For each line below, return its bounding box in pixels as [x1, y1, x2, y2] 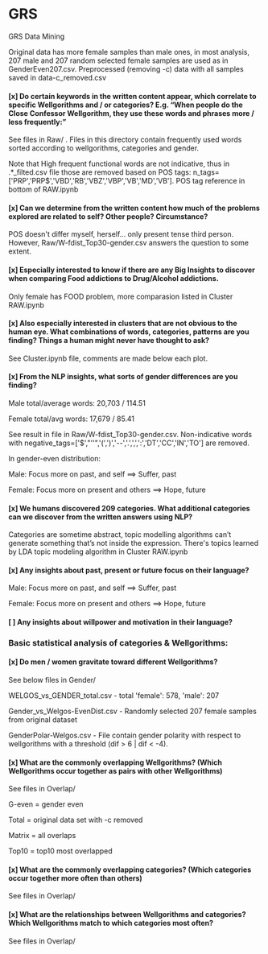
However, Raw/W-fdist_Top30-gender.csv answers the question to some [8, 238, 249, 248]
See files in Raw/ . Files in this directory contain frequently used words [8, 134, 242, 145]
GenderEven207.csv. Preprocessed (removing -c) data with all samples [8, 64, 244, 73]
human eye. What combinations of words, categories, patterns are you [8, 327, 249, 337]
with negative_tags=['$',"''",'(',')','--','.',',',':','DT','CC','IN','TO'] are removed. [8, 438, 249, 448]
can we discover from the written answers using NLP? [8, 512, 193, 522]
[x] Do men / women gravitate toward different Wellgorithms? [8, 657, 218, 667]
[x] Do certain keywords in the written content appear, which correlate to [8, 91, 257, 101]
